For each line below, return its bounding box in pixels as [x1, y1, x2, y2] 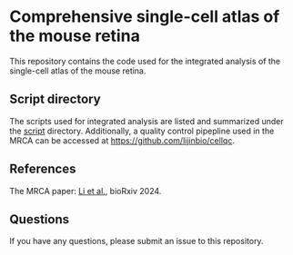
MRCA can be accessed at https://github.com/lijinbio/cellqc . [9, 134, 235, 146]
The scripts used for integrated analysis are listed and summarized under [9, 115, 284, 126]
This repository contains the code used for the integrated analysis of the [9, 55, 281, 66]
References [9, 162, 76, 177]
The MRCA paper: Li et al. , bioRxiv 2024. [9, 185, 162, 196]
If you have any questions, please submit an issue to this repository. [9, 236, 264, 247]
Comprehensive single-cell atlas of [9, 6, 280, 27]
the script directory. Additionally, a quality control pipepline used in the [9, 125, 275, 136]
